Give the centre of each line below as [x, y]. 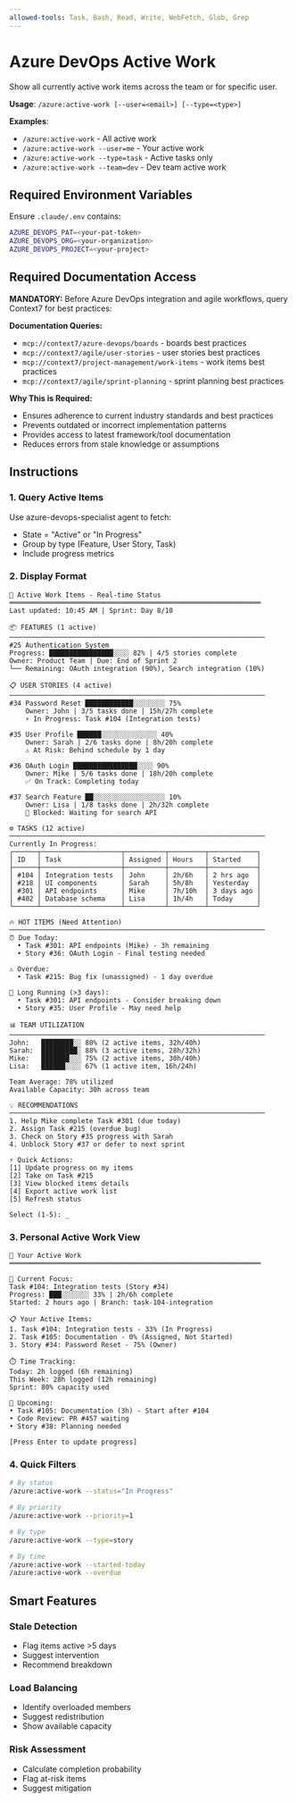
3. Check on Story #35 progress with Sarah [91, 1136]
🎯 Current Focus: [41, 1279]
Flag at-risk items [54, 1778]
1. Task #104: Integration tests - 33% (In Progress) [111, 1329]
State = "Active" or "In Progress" [82, 534]
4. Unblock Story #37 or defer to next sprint [97, 1144]
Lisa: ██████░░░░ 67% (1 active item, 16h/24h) [103, 1066]
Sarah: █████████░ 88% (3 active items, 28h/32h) [105, 1051]
